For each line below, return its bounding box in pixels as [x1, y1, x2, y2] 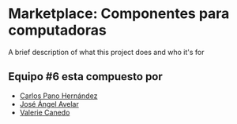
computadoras [8, 21, 107, 39]
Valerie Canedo [19, 108, 70, 117]
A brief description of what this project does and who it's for [8, 47, 205, 57]
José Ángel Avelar [19, 99, 79, 108]
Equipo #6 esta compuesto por [8, 70, 164, 83]
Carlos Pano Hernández [19, 91, 98, 100]
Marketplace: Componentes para [8, 5, 230, 23]
